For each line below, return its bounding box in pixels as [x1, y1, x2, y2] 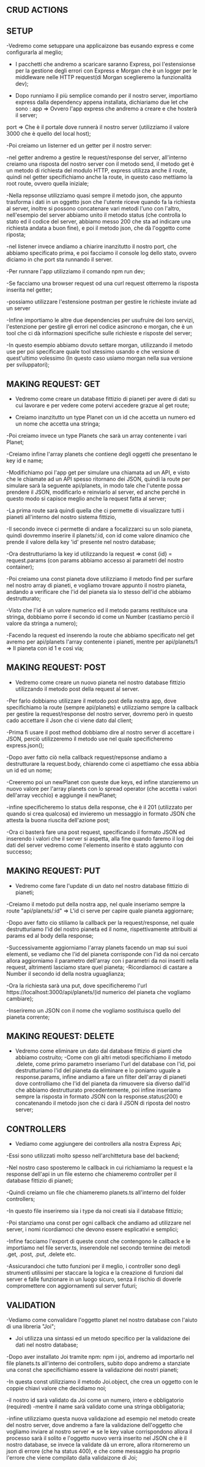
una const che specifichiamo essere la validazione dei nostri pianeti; [6, 1366, 179, 1374]
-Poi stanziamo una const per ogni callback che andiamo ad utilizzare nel [6, 1219, 191, 1227]
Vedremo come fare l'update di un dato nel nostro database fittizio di [15, 882, 189, 889]
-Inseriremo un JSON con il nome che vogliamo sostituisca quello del [6, 1006, 181, 1014]
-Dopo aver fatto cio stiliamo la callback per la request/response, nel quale [6, 919, 195, 926]
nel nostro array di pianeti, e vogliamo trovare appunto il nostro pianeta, [6, 582, 187, 589]
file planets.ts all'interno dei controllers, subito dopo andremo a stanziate [6, 1360, 190, 1367]
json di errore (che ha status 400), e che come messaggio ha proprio [6, 1447, 181, 1455]
